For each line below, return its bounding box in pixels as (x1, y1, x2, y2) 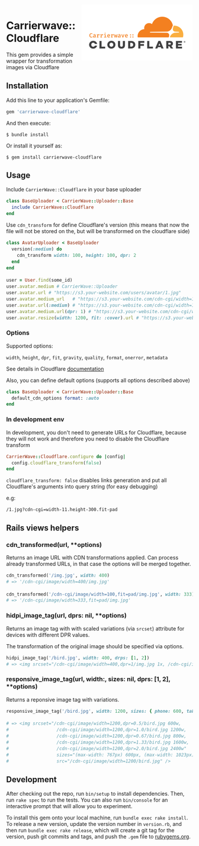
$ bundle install (6, 131, 49, 137)
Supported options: (6, 342, 53, 349)
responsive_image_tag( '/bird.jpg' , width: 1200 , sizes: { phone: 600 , (6, 708, 184, 714)
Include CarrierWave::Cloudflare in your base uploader (6, 186, 142, 193)
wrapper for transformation (6, 57, 73, 65)
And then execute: (6, 120, 51, 127)
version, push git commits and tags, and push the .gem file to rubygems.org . (6, 833, 191, 840)
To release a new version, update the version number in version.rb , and (6, 821, 182, 828)
